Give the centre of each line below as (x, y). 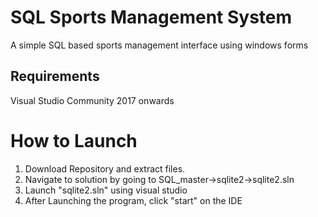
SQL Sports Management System (151, 17)
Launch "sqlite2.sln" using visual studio (106, 190)
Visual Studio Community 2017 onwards (92, 100)
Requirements (55, 76)
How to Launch (74, 140)
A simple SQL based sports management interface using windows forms (159, 45)
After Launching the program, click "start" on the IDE (133, 200)
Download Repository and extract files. (105, 168)
